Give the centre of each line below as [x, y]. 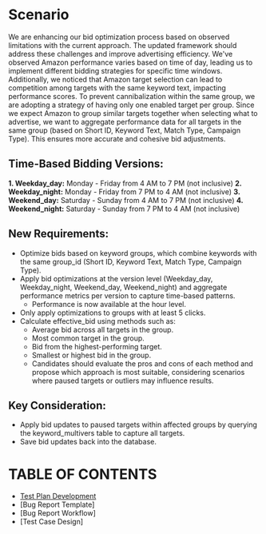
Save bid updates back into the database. [88, 442]
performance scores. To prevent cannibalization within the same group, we [132, 96]
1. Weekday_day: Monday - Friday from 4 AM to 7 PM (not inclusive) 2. [125, 183]
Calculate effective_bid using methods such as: [97, 321]
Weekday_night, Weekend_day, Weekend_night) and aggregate [123, 287]
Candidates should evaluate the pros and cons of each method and [142, 363]
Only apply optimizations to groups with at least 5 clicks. [113, 313]
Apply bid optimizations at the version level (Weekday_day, [116, 278]
